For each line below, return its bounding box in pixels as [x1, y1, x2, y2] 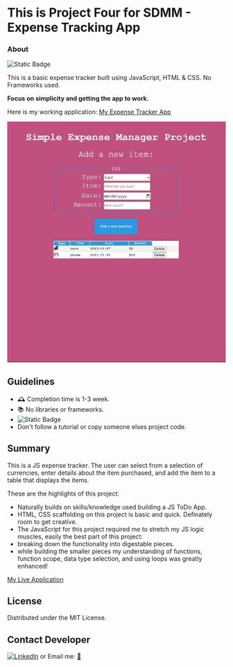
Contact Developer [7, 634, 91, 645]
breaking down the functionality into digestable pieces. [17, 539, 175, 548]
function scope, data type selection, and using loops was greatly [17, 554, 202, 563]
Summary [7, 443, 51, 455]
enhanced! [17, 562, 49, 570]
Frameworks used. [7, 81, 60, 90]
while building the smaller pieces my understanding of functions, [17, 547, 202, 555]
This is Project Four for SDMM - [7, 5, 192, 21]
